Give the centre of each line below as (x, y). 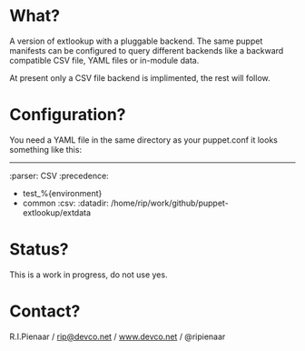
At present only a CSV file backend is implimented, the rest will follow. (140, 77)
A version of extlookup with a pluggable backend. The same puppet (136, 41)
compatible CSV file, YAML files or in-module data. (104, 60)
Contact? (45, 311)
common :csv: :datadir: (65, 203)
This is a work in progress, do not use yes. (89, 275)
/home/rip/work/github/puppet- (169, 203)
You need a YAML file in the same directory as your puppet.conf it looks (144, 140)
